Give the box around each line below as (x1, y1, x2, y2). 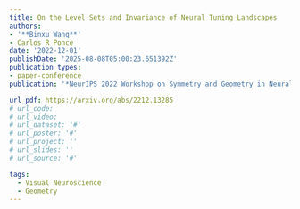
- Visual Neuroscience (17, 178, 102, 188)
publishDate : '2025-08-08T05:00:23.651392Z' (9, 54, 178, 63)
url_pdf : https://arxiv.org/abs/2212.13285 (9, 96, 174, 104)
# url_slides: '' (9, 146, 74, 155)
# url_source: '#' (9, 154, 78, 163)
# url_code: (9, 104, 54, 113)
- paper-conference (9, 71, 82, 80)
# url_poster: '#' (9, 129, 78, 138)
